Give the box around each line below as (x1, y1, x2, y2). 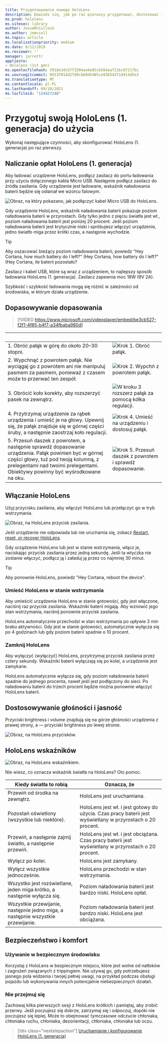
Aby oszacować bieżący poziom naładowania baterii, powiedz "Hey (5, 248, 144, 255)
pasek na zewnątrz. (7, 395, 54, 402)
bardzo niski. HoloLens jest (79, 910, 143, 917)
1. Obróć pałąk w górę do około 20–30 (7, 342, 98, 349)
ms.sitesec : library (5, 21, 48, 26)
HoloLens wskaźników (5, 746, 77, 754)
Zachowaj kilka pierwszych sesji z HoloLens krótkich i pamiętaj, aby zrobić (5, 1002, 158, 1008)
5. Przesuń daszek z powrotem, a (7, 437, 85, 444)
